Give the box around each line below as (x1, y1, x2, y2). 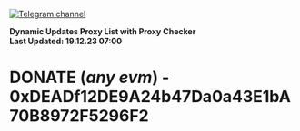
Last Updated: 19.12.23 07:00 (9, 36, 123, 46)
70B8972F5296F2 (9, 106, 149, 126)
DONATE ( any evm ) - (9, 68, 170, 88)
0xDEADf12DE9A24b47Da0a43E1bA (9, 87, 291, 108)
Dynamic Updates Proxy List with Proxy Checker (9, 26, 196, 36)
